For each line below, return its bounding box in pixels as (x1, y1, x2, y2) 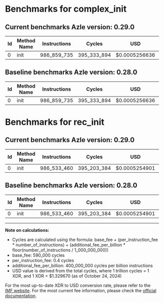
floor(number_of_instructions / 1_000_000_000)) (12, 247, 109, 253)
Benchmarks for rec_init (5, 117, 104, 127)
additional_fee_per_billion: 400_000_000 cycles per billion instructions (12, 263, 153, 268)
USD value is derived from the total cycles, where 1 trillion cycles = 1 (12, 267, 149, 274)
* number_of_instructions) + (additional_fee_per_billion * (12, 242, 125, 247)
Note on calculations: (5, 227, 50, 233)
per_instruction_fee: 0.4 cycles (12, 257, 74, 263)
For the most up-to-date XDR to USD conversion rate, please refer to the (5, 282, 151, 288)
